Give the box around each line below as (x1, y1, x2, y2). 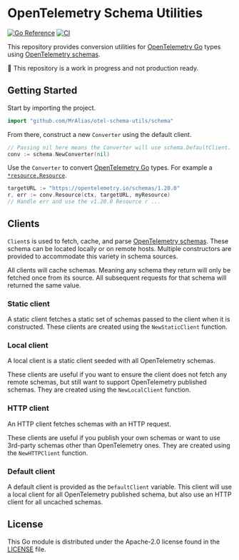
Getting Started (7, 84, 78, 97)
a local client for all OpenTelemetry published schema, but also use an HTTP (7, 490, 232, 499)
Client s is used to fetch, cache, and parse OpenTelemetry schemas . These (7, 237, 229, 245)
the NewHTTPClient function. (7, 448, 88, 457)
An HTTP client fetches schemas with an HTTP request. (7, 419, 171, 428)
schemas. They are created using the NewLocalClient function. (7, 385, 191, 394)
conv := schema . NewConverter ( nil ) (7, 151, 111, 158)
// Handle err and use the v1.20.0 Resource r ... (7, 198, 161, 205)
